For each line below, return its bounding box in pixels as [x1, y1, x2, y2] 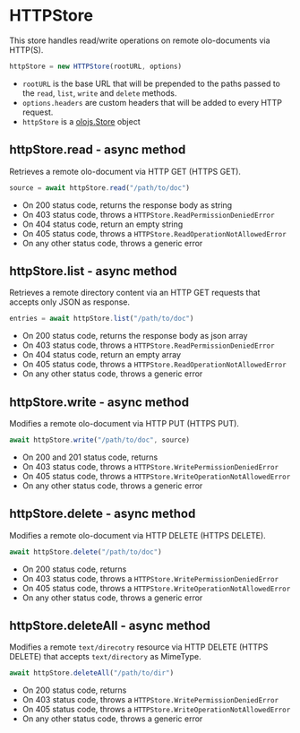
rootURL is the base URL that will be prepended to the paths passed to [21, 78, 280, 89]
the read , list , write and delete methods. [21, 87, 177, 99]
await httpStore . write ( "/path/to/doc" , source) [9, 435, 191, 444]
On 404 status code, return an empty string [21, 219, 184, 229]
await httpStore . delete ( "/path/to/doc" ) [9, 548, 163, 556]
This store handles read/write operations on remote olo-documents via [9, 35, 270, 46]
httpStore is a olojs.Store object [21, 116, 141, 126]
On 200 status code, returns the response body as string [21, 199, 233, 211]
